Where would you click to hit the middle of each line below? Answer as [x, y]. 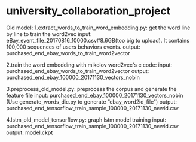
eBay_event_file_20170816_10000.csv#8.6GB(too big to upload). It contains [98, 40]
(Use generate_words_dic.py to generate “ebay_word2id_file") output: [92, 102]
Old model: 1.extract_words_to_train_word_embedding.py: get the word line [98, 28]
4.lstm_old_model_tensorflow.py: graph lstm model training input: [86, 120]
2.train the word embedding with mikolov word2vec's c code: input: [89, 65]
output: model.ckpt [30, 132]
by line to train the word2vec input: [49, 34]
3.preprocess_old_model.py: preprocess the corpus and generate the [91, 89]
